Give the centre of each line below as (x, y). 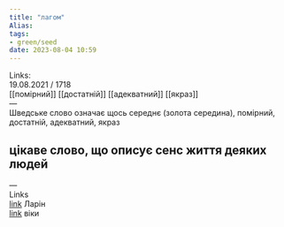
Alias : (21, 26)
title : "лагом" (37, 17)
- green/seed (33, 42)
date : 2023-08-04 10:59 (53, 50)
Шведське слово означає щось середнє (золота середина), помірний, (142, 113)
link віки (24, 213)
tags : (19, 34)
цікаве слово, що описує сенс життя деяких (138, 150)
